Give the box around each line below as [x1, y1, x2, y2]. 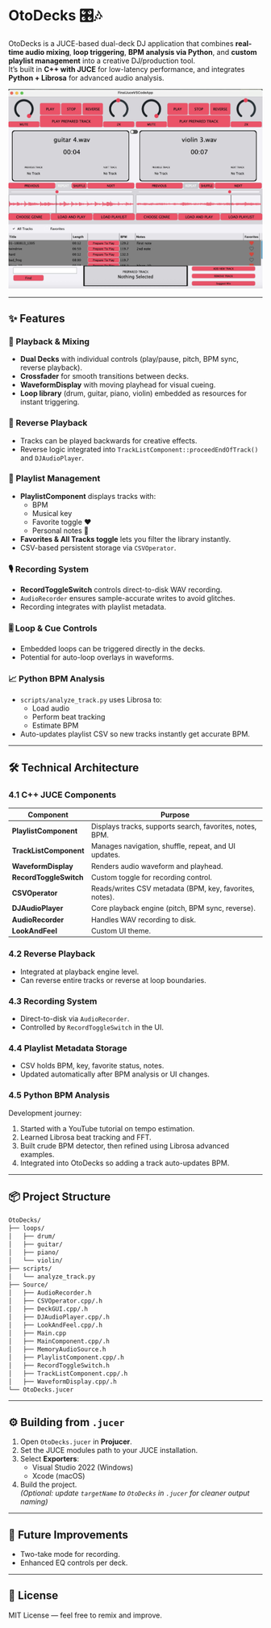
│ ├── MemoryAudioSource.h [8, 1345, 106, 1353]
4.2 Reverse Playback [8, 948, 96, 959]
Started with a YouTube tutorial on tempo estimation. [19, 1123, 195, 1133]
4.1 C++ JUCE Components [8, 789, 117, 800]
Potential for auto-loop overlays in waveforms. [19, 652, 174, 662]
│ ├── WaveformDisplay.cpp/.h [8, 1378, 117, 1386]
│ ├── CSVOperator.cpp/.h [8, 1297, 103, 1305]
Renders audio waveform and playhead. [91, 861, 223, 871]
